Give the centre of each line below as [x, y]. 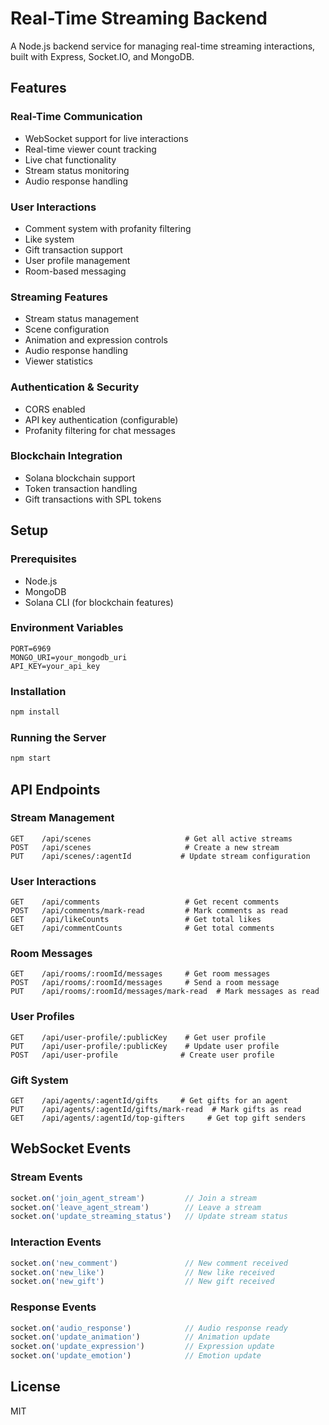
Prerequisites [43, 559]
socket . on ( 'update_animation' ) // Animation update [140, 1337]
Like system [49, 239]
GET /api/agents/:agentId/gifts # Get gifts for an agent [149, 1101]
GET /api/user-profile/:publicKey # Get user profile [138, 1037]
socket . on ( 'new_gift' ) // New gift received [142, 1282]
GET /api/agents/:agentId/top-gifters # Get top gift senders [158, 1118]
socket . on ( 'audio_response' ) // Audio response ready [149, 1328]
